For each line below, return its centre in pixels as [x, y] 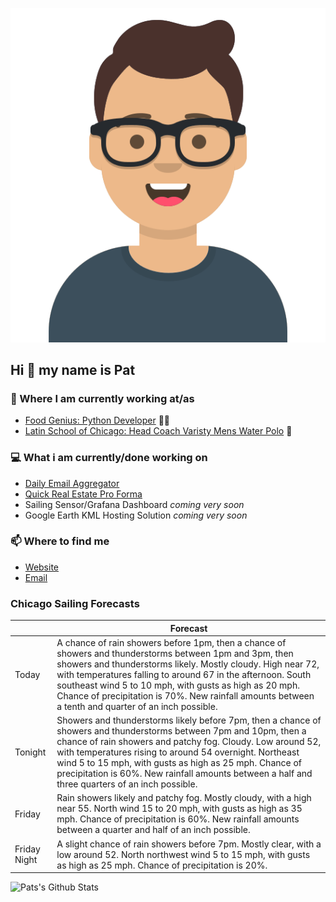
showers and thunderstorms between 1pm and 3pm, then [175, 653]
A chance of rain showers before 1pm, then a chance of [171, 642]
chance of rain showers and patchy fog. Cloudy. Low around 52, [189, 742]
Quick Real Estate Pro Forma [83, 494]
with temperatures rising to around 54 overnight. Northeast [178, 752]
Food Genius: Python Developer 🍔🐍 [97, 420]
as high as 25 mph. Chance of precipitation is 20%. [162, 865]
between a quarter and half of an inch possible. [153, 830]
